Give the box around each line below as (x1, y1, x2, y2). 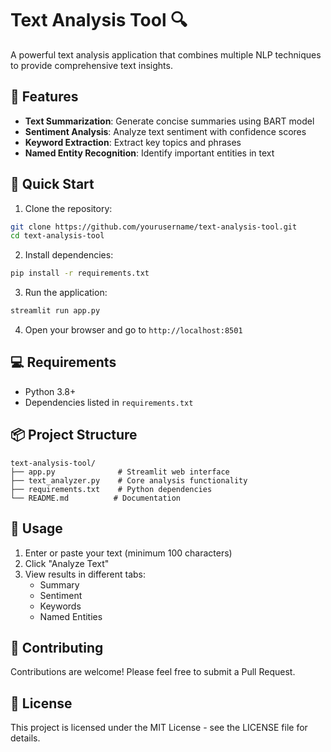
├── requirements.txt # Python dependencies (10, 484, 213, 494)
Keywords (39, 600, 82, 612)
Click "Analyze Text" (24, 557, 110, 569)
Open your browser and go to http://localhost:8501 (24, 324, 243, 336)
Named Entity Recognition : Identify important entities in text (24, 147, 275, 159)
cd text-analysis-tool (10, 231, 105, 241)
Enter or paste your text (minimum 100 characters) (24, 547, 233, 559)
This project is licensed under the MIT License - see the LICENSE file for (10, 722, 308, 734)
